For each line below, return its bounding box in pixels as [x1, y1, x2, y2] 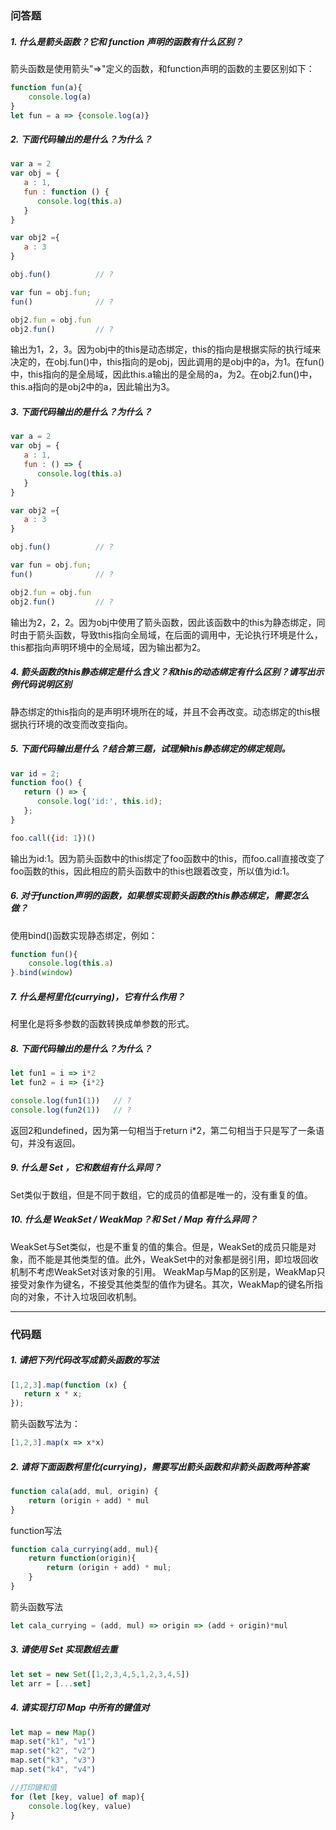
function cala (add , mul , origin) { [10, 1486, 159, 1496]
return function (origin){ [28, 1553, 137, 1564]
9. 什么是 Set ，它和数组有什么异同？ [10, 1162, 162, 1174]
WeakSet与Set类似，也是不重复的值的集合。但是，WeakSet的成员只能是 [10, 1240, 308, 1252]
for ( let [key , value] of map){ [10, 1792, 145, 1802]
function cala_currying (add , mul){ [10, 1544, 159, 1554]
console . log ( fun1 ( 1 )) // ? [10, 1095, 132, 1106]
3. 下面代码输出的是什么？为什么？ [10, 406, 153, 418]
